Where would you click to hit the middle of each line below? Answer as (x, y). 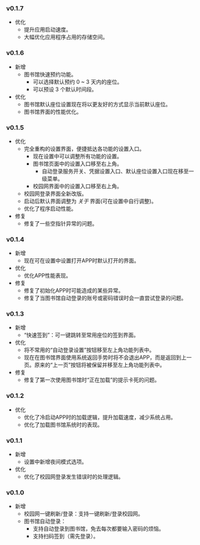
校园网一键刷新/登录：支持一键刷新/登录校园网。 (84, 514)
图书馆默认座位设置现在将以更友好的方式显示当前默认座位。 (97, 104)
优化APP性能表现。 (48, 276)
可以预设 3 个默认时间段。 (65, 89)
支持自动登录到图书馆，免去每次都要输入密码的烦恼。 (99, 529)
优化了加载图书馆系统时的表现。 (63, 424)
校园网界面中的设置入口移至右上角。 (78, 186)
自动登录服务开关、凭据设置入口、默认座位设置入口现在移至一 (118, 171)
